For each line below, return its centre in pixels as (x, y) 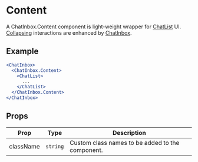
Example (22, 52)
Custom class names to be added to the (125, 143)
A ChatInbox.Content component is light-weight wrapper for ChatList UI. (94, 27)
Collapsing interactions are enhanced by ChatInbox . (69, 32)
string (55, 146)
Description (129, 133)
